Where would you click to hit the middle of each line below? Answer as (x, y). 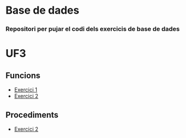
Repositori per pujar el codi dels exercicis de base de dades (93, 29)
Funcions (23, 75)
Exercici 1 (26, 90)
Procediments (32, 115)
